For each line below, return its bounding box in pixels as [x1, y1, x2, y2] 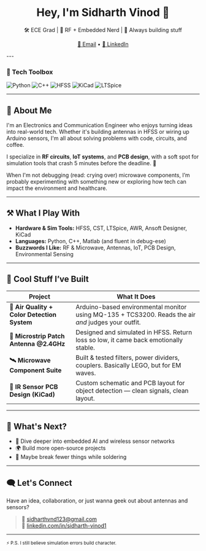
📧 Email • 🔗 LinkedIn [77, 40, 129, 48]
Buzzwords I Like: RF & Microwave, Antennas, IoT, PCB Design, [15, 244, 176, 251]
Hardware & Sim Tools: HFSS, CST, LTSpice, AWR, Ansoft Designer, [15, 224, 188, 232]
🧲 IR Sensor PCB [9, 382, 58, 391]
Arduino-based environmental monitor [75, 302, 187, 311]
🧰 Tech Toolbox [6, 68, 53, 76]
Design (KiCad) [9, 390, 55, 399]
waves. [75, 369, 96, 377]
